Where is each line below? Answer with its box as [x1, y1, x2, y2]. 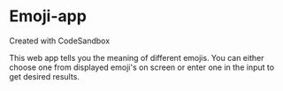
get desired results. [9, 71, 80, 81]
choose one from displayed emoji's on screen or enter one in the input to [9, 62, 275, 72]
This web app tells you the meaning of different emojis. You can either [9, 52, 264, 63]
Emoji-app [9, 6, 87, 27]
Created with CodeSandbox [9, 35, 111, 46]
